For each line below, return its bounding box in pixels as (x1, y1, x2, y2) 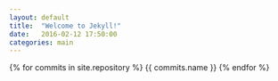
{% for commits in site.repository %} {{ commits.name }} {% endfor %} (9, 62, 270, 73)
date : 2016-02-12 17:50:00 (9, 29, 118, 38)
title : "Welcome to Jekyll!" (9, 21, 122, 30)
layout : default (9, 12, 69, 22)
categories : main (9, 37, 74, 47)
